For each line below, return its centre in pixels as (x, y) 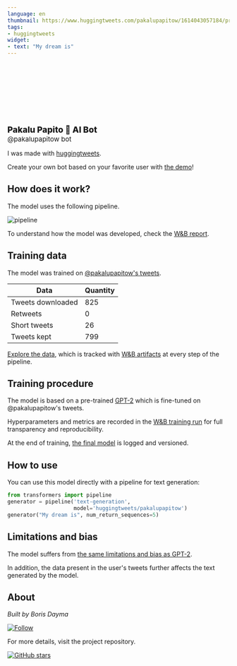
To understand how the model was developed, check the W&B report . (108, 233)
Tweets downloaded (44, 302)
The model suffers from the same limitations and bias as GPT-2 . (100, 554)
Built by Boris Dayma (38, 614)
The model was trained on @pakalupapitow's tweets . (85, 273)
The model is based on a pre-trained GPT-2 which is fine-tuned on (104, 400)
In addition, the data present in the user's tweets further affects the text (111, 567)
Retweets (26, 314)
